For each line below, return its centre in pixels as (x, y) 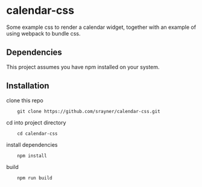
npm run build (35, 178)
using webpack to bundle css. (43, 33)
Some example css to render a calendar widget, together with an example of (101, 27)
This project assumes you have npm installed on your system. (83, 67)
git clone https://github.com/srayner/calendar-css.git (89, 111)
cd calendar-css (38, 133)
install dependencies (32, 144)
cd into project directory (36, 122)
